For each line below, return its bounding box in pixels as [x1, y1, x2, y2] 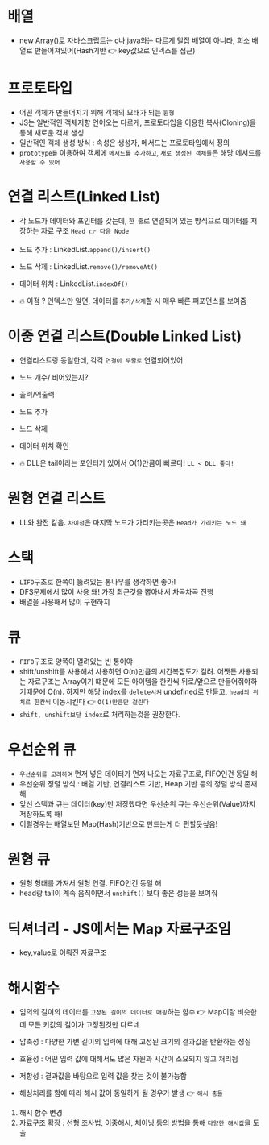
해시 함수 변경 [19, 1108, 63, 1118]
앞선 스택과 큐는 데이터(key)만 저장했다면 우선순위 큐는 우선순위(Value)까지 [19, 799, 256, 808]
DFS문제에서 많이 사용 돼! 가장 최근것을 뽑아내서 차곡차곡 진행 [19, 587, 214, 596]
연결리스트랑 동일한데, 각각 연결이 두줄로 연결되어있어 [19, 355, 184, 365]
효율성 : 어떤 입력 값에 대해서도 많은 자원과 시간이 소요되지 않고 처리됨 [19, 1054, 238, 1064]
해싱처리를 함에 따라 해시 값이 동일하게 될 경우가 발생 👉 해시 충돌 [19, 1089, 223, 1098]
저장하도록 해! [19, 809, 64, 819]
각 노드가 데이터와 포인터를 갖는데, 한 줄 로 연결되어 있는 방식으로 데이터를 [19, 215, 249, 226]
